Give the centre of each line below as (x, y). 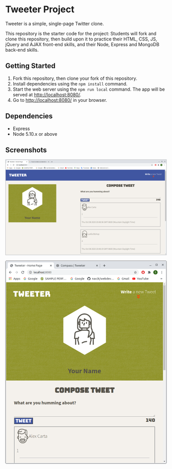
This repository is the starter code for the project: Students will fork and (81, 33)
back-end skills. (22, 50)
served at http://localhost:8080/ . (47, 94)
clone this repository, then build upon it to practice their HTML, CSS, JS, (81, 39)
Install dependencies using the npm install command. (70, 83)
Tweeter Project (40, 9)
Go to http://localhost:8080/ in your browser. (60, 100)
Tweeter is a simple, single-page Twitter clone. (55, 24)
